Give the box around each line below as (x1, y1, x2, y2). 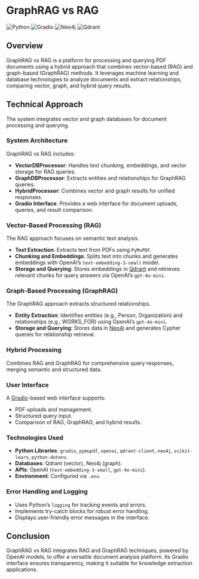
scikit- (173, 448, 193, 455)
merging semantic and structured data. (6, 365, 102, 373)
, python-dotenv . (28, 453, 68, 461)
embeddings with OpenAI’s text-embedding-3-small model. (14, 259, 160, 266)
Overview (6, 41, 44, 51)
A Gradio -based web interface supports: (6, 394, 106, 401)
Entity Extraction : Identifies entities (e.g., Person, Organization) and (14, 312, 183, 319)
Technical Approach (6, 99, 84, 109)
